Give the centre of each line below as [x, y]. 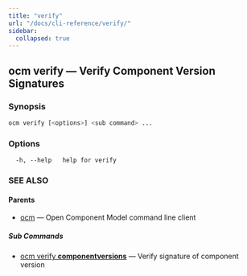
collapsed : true [43, 38]
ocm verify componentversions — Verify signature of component [129, 256]
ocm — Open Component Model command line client [108, 217]
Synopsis [27, 106]
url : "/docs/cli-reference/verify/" [70, 23]
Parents [22, 200]
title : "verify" [35, 16]
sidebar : [23, 31]
